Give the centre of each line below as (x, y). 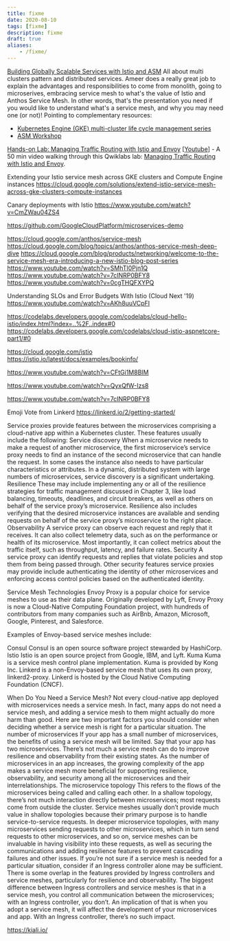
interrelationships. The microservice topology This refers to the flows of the (114, 785)
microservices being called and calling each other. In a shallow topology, (110, 792)
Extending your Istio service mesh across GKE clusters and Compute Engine (115, 177)
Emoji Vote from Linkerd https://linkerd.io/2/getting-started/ (91, 412)
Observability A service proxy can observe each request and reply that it (110, 528)
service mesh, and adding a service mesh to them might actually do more (111, 712)
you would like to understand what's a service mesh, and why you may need (115, 108)
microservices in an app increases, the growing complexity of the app (106, 763)
